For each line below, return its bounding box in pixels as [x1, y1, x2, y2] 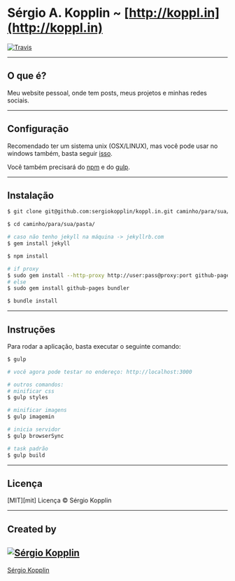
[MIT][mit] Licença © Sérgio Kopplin [7, 496, 112, 505]
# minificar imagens [7, 407, 68, 414]
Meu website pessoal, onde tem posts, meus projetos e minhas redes [7, 88, 208, 97]
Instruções [7, 323, 56, 335]
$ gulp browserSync [7, 432, 64, 439]
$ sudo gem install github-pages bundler [7, 285, 130, 292]
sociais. [7, 96, 29, 105]
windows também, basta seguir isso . [7, 149, 113, 157]
